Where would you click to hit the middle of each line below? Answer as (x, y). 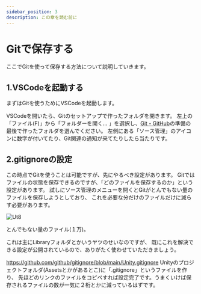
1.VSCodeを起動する (45, 87)
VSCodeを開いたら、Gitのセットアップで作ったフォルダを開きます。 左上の (99, 116)
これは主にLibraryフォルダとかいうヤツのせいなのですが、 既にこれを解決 (97, 242)
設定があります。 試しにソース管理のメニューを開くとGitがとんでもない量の (100, 190)
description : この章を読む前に (42, 17)
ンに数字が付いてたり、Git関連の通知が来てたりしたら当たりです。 (88, 138)
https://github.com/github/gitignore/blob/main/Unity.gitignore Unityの (92, 263)
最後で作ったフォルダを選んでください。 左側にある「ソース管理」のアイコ (99, 131)
